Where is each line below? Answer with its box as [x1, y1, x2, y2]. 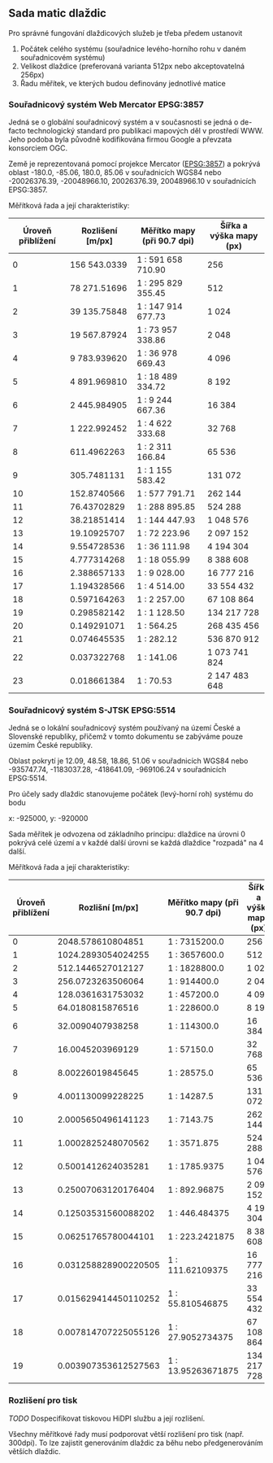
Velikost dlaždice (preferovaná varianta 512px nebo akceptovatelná [19, 61, 245, 71]
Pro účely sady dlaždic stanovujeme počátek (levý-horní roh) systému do [8, 789, 253, 799]
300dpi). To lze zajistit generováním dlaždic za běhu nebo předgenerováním [8, 1438, 263, 1448]
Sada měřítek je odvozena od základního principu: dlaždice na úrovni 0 [8, 829, 246, 839]
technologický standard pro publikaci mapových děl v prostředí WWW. [27, 126, 264, 136]
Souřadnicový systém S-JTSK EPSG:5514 [8, 705, 176, 716]
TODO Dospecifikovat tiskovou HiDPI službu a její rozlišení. [8, 1413, 206, 1423]
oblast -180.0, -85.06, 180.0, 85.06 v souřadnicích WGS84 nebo [8, 168, 222, 177]
